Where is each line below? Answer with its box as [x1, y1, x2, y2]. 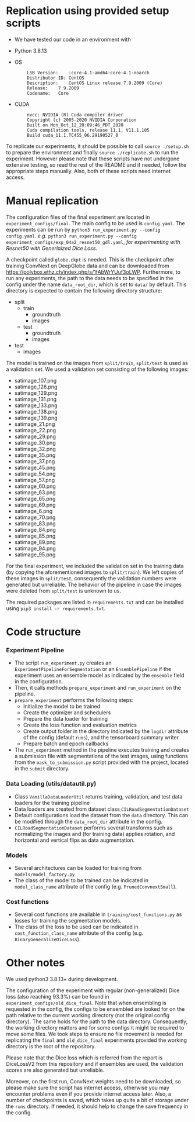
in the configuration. [14, 678, 63, 685]
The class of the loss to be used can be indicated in [14, 923, 139, 931]
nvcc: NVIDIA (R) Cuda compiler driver [27, 112, 124, 118]
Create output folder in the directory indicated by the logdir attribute [23, 728, 189, 735]
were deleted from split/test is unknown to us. [6, 587, 121, 594]
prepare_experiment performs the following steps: [14, 697, 134, 704]
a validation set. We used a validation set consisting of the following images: [6, 366, 189, 373]
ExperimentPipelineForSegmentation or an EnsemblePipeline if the [14, 666, 172, 673]
